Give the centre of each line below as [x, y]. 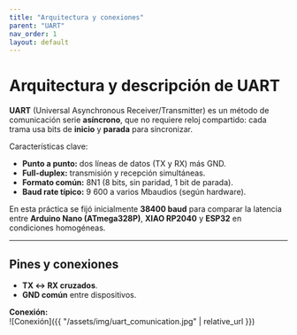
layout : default [39, 42]
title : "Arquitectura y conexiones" [76, 17]
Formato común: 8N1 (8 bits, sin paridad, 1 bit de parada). [128, 183]
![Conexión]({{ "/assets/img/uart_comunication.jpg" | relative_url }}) [132, 321]
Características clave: [49, 146]
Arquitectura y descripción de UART [145, 86]
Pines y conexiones [64, 264]
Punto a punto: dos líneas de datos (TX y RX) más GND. [124, 164]
